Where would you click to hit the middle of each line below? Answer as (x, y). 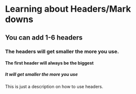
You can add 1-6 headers (44, 37)
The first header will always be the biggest (50, 63)
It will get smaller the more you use (41, 74)
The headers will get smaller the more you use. (62, 51)
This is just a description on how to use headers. (54, 87)
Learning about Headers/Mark (68, 9)
